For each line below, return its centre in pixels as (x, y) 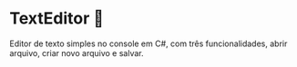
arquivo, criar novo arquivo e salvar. (77, 53)
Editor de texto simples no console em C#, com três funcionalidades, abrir (148, 43)
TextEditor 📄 (57, 19)
